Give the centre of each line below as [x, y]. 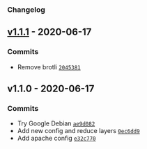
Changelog [26, 10]
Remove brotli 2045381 [49, 67]
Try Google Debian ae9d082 [56, 123]
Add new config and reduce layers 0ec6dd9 [79, 131]
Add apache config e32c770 [56, 138]
